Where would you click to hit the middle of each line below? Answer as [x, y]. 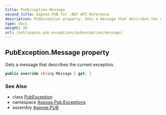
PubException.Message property [57, 53]
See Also [16, 86]
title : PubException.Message [35, 10]
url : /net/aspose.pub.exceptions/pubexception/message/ [64, 33]
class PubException [32, 97]
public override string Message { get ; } [48, 74]
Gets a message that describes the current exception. [60, 64]
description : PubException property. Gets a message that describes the [82, 19]
